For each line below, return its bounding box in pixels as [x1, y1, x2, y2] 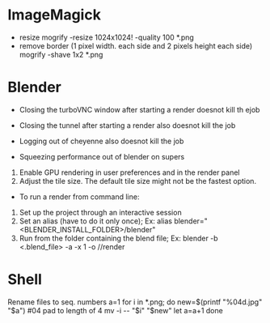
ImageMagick [7, 6, 102, 24]
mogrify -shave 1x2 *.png [19, 49, 103, 59]
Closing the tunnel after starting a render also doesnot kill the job [19, 120, 236, 130]
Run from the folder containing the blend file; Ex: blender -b [19, 233, 219, 243]
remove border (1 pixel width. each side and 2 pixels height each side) [19, 40, 253, 50]
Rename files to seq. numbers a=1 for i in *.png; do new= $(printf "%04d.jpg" [7, 297, 263, 307]
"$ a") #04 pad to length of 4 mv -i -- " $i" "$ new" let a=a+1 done [7, 305, 223, 315]
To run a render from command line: [19, 192, 140, 202]
